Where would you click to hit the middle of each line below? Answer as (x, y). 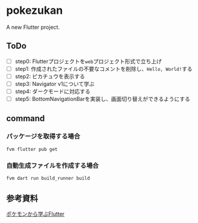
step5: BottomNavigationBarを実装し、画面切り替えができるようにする (103, 99)
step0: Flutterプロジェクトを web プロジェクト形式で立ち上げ (88, 61)
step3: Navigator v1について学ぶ (55, 84)
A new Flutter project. (33, 27)
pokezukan (35, 11)
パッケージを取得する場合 (43, 136)
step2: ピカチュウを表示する (50, 76)
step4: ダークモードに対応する (53, 91)
